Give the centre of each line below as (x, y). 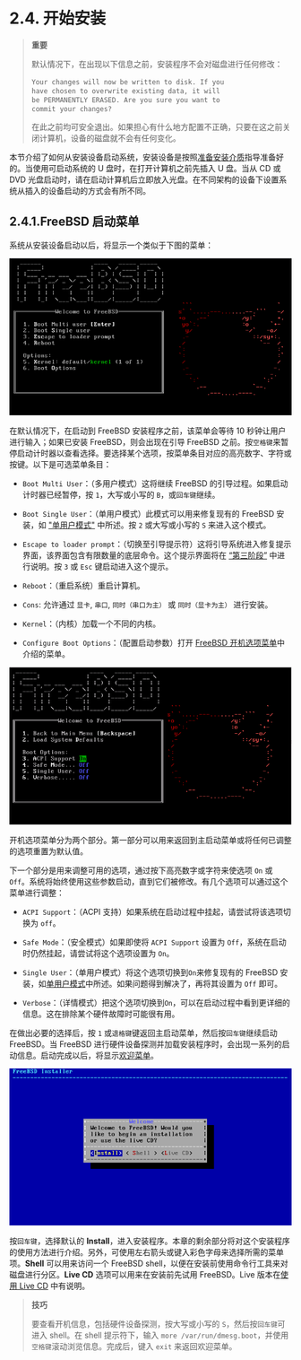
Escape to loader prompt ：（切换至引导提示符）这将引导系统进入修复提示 (157, 545)
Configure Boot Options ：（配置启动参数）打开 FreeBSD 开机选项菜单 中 (153, 643)
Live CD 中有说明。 (55, 1286)
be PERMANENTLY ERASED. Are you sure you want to (126, 100)
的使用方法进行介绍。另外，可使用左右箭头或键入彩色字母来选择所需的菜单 (146, 1251)
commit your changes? (71, 109)
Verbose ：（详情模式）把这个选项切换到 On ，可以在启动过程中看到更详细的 (156, 1002)
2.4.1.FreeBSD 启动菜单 (74, 222)
